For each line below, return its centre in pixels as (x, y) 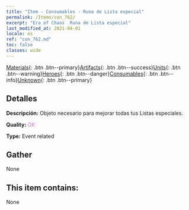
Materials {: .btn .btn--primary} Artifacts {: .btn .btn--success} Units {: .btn (93, 67)
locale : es (20, 34)
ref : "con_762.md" (29, 39)
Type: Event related (30, 136)
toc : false (20, 45)
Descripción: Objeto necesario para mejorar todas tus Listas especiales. (95, 113)
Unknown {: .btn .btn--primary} (55, 80)
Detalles (22, 99)
